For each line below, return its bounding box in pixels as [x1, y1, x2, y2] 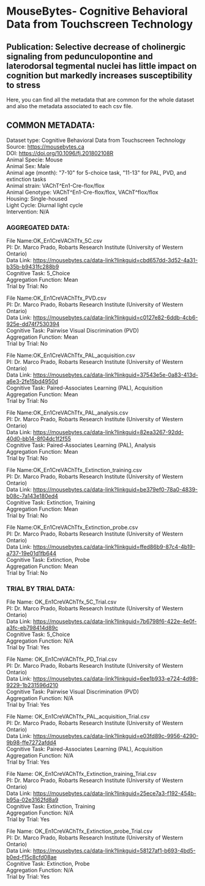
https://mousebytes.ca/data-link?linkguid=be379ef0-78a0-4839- [32, 486, 198, 493]
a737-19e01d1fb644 [6, 550, 57, 557]
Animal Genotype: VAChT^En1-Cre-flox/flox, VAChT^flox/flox [6, 188, 158, 196]
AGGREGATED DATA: [6, 223, 70, 232]
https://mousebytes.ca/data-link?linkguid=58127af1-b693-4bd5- [32, 847, 196, 854]
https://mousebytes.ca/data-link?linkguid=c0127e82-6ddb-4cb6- [32, 314, 198, 322]
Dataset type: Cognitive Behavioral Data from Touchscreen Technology [6, 136, 186, 144]
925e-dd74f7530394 [6, 320, 60, 328]
